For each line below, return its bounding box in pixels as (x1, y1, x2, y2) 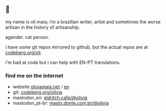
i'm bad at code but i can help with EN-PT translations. (5, 59, 121, 65)
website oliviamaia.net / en (12, 84, 70, 90)
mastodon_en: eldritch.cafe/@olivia (12, 95, 88, 101)
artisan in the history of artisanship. (5, 24, 80, 30)
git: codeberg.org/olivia (12, 89, 63, 95)
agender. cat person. (5, 34, 50, 40)
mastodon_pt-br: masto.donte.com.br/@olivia (12, 100, 109, 106)
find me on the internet (5, 72, 64, 79)
